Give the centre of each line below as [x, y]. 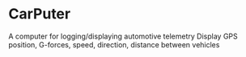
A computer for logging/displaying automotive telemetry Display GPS [123, 36]
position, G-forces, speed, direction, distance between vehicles [114, 44]
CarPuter [40, 14]
